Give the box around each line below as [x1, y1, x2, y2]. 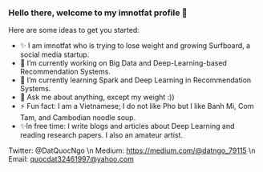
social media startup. [19, 50, 90, 59]
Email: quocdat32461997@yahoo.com [8, 154, 134, 164]
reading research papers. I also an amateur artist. [19, 130, 183, 140]
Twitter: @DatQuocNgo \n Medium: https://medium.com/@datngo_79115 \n [8, 146, 256, 155]
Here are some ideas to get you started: [8, 26, 140, 35]
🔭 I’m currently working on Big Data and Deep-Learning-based [19, 58, 227, 68]
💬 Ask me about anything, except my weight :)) [19, 92, 175, 102]
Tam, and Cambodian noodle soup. [19, 113, 136, 122]
